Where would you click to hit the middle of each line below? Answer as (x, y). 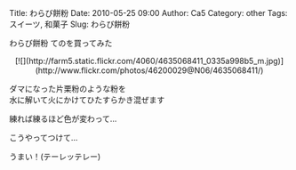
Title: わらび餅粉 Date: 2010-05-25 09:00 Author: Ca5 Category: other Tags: (148, 13)
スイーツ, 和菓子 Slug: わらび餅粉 (70, 24)
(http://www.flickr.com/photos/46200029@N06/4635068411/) (149, 70)
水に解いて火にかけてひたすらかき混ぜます (87, 100)
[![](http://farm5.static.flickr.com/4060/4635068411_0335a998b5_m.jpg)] (149, 61)
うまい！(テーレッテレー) (55, 157)
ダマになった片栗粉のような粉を (68, 89)
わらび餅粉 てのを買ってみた (61, 43)
